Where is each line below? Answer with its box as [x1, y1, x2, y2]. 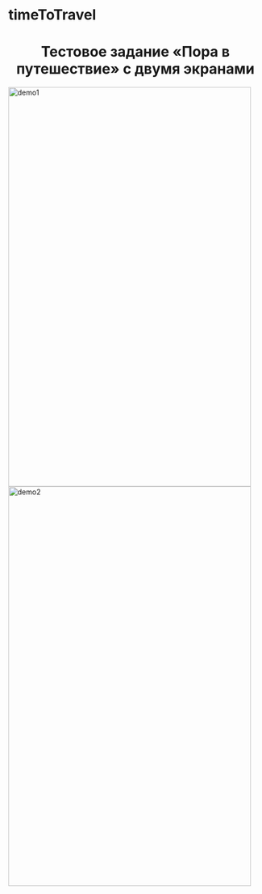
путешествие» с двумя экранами [15, 60, 256, 78]
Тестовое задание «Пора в [40, 43, 231, 61]
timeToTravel [8, 6, 97, 24]
